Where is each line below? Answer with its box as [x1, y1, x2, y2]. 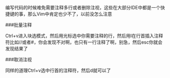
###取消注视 [5, 56, 32, 63]
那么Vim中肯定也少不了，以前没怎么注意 [27, 11, 113, 17]
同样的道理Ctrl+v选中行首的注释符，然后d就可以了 [5, 67, 111, 73]
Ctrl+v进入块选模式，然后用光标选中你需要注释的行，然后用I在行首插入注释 [5, 33, 163, 38]
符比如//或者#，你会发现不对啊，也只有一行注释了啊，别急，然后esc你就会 [5, 39, 163, 45]
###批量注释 [5, 22, 32, 28]
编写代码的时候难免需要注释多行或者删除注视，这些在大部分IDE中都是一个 [5, 5, 161, 10]
